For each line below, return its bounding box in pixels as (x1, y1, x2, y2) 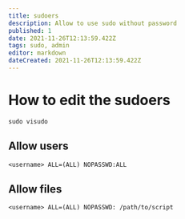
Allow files (8, 182, 62, 197)
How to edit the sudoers (8, 91, 171, 109)
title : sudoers (8, 11, 59, 20)
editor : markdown (8, 49, 66, 57)
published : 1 (8, 26, 52, 34)
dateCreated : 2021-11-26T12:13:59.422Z (8, 57, 142, 65)
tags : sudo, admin (8, 42, 70, 50)
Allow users (8, 140, 70, 153)
